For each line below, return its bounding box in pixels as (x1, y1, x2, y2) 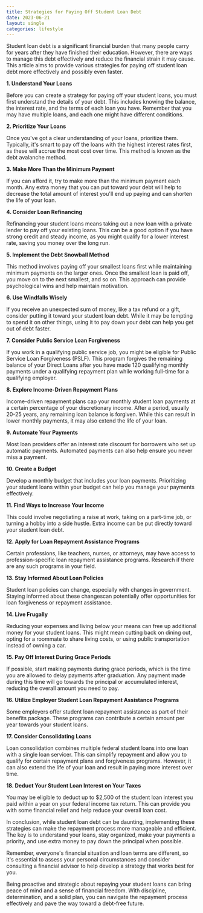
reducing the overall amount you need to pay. (6, 684, 120, 692)
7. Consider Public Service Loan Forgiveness (6, 337, 121, 344)
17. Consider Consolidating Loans (6, 733, 92, 740)
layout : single (6, 20, 45, 26)
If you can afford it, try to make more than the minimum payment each (6, 177, 181, 185)
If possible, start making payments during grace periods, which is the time (6, 665, 192, 673)
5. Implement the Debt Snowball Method (6, 251, 109, 258)
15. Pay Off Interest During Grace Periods (6, 654, 111, 661)
